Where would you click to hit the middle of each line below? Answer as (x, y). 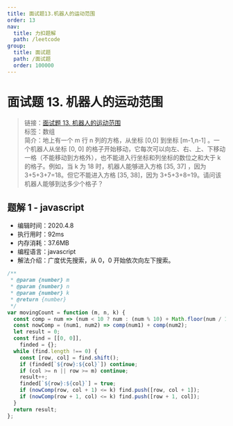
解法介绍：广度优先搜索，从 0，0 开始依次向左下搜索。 (96, 260)
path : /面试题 (32, 59)
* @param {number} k (40, 293)
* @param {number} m (40, 280)
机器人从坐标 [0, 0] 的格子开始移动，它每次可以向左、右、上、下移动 (128, 149)
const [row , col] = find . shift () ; (69, 358)
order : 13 (21, 20)
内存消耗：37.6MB (43, 243)
